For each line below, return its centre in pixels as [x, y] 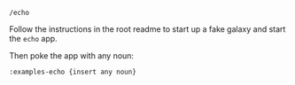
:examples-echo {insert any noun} [73, 72]
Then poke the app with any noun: [72, 56]
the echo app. [33, 39]
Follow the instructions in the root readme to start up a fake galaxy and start [147, 29]
